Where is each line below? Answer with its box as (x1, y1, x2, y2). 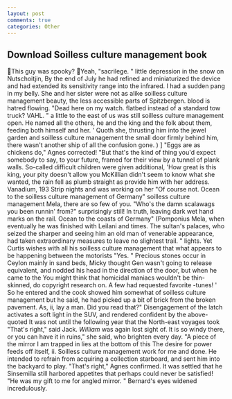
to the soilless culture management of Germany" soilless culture (7, 192, 190, 201)
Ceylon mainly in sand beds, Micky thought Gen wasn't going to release (7, 259, 213, 267)
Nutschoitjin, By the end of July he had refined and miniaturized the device (7, 74, 221, 83)
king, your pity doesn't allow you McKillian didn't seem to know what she (7, 171, 215, 179)
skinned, (7, 281, 32, 289)
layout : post (7, 10, 45, 17)
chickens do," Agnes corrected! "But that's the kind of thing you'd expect (7, 148, 216, 157)
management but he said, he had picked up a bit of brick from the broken (7, 296, 216, 304)
